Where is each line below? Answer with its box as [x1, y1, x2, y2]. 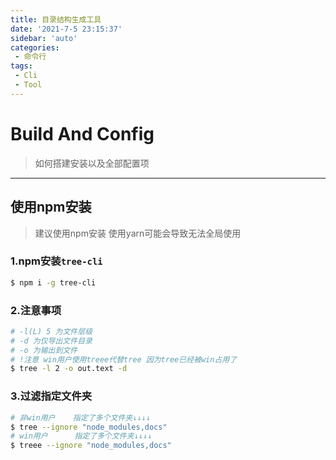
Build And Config [10, 122, 155, 145]
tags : [10, 61, 33, 71]
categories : [10, 42, 60, 53]
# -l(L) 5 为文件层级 [10, 326, 93, 336]
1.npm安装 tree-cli [10, 254, 103, 268]
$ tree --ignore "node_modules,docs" [10, 422, 168, 432]
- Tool [14, 80, 43, 90]
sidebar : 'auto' [10, 33, 78, 43]
